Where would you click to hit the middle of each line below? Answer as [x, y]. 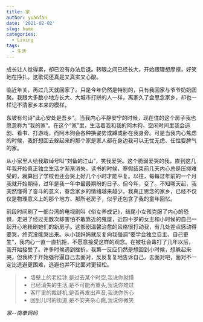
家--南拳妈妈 [22, 313]
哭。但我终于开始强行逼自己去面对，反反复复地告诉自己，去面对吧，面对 [96, 257]
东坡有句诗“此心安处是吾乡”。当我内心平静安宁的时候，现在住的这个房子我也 [101, 117]
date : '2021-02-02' [31, 23]
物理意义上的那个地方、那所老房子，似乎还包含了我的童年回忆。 [96, 199]
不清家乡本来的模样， [43, 105]
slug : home [20, 29]
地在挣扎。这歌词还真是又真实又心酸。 [54, 77]
